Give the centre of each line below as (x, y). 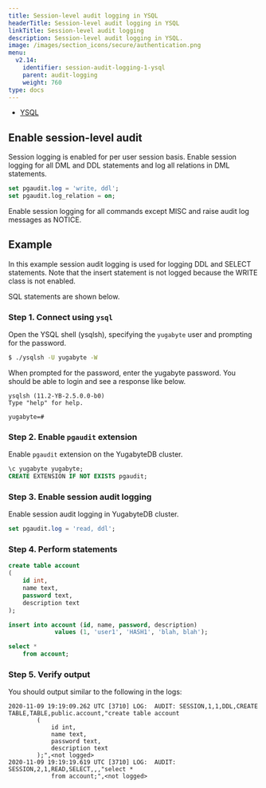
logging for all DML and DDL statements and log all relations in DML (119, 165)
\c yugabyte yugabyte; (46, 469)
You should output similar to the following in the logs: (95, 692)
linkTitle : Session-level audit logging (76, 30)
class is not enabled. (42, 281)
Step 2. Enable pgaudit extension (73, 437)
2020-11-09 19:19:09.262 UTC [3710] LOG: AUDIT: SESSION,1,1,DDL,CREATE (133, 707)
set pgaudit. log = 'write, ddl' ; (64, 188)
